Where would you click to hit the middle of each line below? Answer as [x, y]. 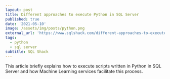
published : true [22, 19]
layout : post [19, 10]
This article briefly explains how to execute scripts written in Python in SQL [83, 66]
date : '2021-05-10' [26, 24]
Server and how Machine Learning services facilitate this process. [74, 71]
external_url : [20, 33]
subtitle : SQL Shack [27, 51]
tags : [11, 38]
